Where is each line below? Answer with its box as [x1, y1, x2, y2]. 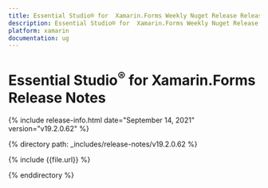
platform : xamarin [8, 26, 69, 34]
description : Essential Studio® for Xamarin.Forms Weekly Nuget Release [8, 19, 259, 27]
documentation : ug [8, 34, 69, 42]
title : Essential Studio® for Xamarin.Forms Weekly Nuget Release [8, 11, 238, 20]
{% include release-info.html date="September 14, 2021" [8, 115, 195, 125]
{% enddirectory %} [8, 170, 74, 180]
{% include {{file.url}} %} [8, 154, 91, 164]
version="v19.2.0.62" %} [8, 123, 89, 133]
